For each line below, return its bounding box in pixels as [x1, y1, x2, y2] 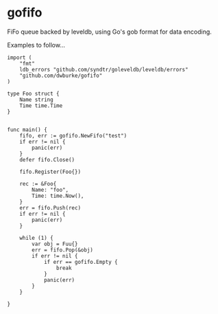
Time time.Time [19, 102, 63, 109]
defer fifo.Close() [19, 156, 75, 163]
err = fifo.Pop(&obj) [32, 246, 94, 254]
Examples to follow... [7, 41, 66, 49]
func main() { [7, 126, 48, 133]
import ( [7, 54, 32, 61]
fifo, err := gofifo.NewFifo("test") [19, 132, 128, 139]
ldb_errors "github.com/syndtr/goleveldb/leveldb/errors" [19, 66, 189, 73]
